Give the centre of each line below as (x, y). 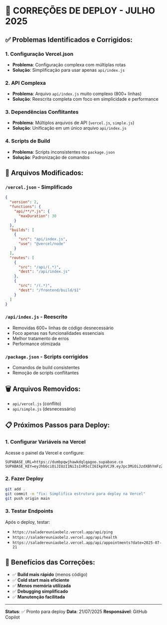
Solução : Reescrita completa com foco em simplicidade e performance (85, 99)
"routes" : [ (22, 258)
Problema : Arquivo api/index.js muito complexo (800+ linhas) (77, 94)
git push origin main (28, 498)
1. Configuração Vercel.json (39, 54)
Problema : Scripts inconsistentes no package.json (64, 152)
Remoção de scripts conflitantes (45, 373)
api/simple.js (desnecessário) (44, 409)
